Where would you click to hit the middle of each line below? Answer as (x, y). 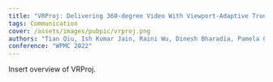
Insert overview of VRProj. (52, 69)
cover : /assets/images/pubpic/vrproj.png (80, 31)
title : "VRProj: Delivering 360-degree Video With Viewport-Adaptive (129, 16)
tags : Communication (43, 24)
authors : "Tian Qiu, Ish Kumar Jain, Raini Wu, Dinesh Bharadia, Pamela (134, 39)
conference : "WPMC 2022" (50, 46)
